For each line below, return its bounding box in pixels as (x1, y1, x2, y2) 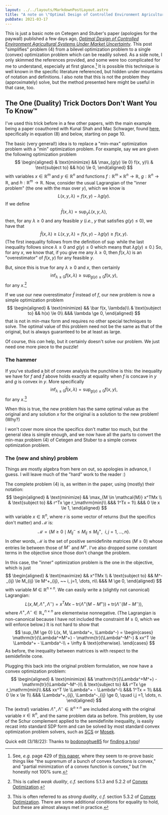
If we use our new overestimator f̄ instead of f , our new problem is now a (5, 292, 155, 298)
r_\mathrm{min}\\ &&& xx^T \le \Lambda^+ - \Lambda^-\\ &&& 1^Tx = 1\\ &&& (6, 687, 162, 693)
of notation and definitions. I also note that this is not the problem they (5, 74, 150, 80)
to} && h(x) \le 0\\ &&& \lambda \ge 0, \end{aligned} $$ (27, 310, 140, 316)
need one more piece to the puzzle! (5, 344, 78, 350)
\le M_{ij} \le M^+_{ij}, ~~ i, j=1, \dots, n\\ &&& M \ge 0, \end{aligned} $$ (14, 578, 162, 584)
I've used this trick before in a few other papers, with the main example (5, 120, 151, 126)
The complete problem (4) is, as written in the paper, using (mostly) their (5, 481, 155, 487)
